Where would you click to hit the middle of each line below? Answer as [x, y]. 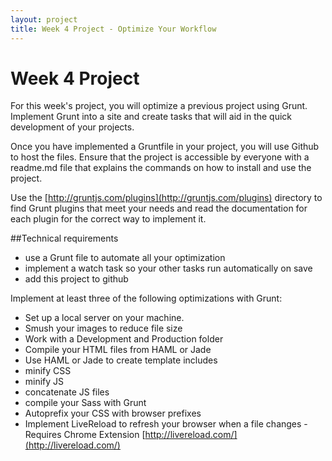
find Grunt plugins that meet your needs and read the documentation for [159, 208]
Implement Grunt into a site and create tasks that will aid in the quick [151, 117]
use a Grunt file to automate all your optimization [125, 258]
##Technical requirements [64, 238]
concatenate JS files [67, 392]
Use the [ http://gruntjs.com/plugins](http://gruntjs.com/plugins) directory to [166, 198]
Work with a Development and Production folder [124, 339]
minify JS [44, 382]
